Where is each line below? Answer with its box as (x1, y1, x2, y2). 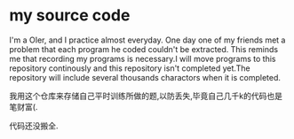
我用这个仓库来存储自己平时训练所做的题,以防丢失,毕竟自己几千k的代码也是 (9, 90, 282, 101)
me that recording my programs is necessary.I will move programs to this (9, 53, 276, 64)
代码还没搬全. (9, 120, 60, 131)
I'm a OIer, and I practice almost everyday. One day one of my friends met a (9, 35, 286, 45)
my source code (9, 5, 131, 26)
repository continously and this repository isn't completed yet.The (9, 63, 250, 73)
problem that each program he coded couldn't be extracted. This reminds (9, 43, 278, 54)
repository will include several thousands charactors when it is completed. (9, 72, 282, 82)
